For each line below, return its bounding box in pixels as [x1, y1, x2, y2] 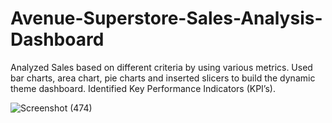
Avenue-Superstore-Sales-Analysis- [10, 7, 323, 30]
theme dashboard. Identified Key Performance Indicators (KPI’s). [10, 82, 276, 94]
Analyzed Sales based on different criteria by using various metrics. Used [10, 61, 313, 73]
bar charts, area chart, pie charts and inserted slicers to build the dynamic [10, 72, 316, 84]
